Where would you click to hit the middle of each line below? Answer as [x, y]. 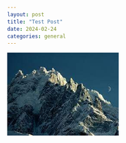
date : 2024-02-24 [32, 29]
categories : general [37, 36]
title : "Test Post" [35, 22]
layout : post [26, 14]
